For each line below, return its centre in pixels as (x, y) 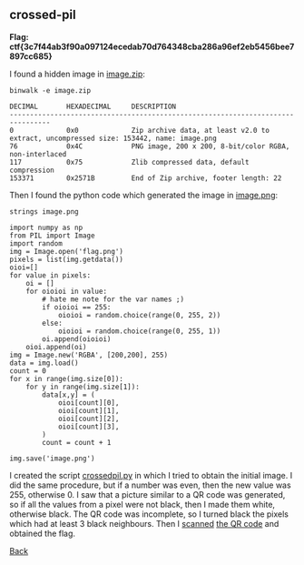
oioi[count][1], (88, 410)
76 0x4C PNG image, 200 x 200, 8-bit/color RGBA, (150, 146)
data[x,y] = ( (69, 395)
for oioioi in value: (66, 291)
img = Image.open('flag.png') (67, 251)
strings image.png (44, 212)
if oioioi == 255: (77, 307)
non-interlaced (38, 154)
